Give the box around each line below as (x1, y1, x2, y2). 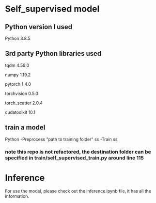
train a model (5, 124, 46, 132)
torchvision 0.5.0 (5, 91, 39, 96)
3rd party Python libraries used (5, 49, 102, 58)
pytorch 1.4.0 (5, 81, 31, 87)
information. (5, 193, 30, 199)
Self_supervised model (5, 3, 100, 15)
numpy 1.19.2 (5, 72, 31, 78)
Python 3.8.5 (5, 35, 31, 41)
